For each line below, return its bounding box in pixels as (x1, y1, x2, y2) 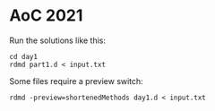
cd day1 (9, 52, 39, 61)
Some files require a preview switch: (9, 75, 143, 86)
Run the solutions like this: (9, 35, 106, 46)
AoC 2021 (9, 5, 83, 26)
